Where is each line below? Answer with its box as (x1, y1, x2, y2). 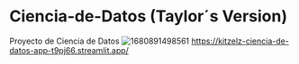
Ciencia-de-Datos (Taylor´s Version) (9, 6, 288, 27)
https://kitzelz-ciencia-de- (191, 36, 290, 46)
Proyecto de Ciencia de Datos (9, 36, 120, 46)
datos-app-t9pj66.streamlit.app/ (9, 44, 129, 55)
